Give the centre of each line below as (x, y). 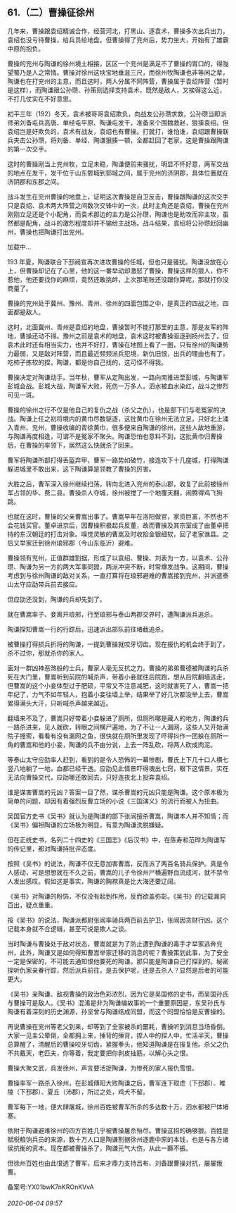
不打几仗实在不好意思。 (41, 99)
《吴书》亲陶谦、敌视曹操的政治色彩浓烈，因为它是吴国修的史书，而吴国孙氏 (118, 994)
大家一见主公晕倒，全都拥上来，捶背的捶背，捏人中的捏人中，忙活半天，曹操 (118, 1035)
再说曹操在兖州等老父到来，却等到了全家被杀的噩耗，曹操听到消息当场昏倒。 (118, 1026)
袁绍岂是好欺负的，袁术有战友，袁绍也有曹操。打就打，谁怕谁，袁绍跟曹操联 (118, 131)
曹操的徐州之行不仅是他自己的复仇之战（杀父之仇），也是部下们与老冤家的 (113, 410)
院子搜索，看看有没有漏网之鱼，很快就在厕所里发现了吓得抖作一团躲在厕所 (115, 736)
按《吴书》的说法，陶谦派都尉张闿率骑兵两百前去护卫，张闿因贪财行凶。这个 (118, 920)
